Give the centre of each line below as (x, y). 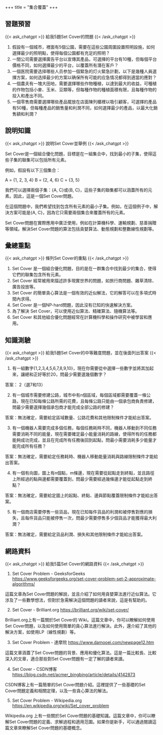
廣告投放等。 (25, 287)
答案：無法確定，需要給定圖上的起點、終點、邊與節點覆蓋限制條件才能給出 (79, 496)
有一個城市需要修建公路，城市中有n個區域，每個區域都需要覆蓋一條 (79, 395)
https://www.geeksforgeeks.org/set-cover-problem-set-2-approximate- (84, 579)
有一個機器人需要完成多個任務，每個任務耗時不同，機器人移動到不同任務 (84, 428)
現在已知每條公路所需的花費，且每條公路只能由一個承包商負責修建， (89, 401)
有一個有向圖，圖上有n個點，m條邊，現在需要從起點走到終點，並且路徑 (83, 473)
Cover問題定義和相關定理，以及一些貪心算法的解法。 (58, 691)
